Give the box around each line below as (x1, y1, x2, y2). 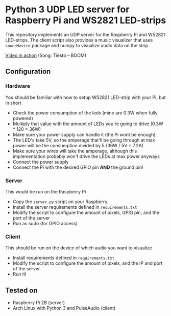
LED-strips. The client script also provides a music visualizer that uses (5, 37, 153, 43)
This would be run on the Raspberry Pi (5, 188, 86, 194)
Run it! (12, 271, 27, 278)
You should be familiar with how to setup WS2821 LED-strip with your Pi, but (5, 94, 166, 101)
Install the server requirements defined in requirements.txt (12, 204, 137, 210)
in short (5, 100, 21, 106)
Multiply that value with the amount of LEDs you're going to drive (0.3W (12, 121, 163, 127)
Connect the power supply (12, 159, 69, 165)
